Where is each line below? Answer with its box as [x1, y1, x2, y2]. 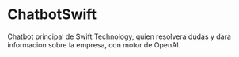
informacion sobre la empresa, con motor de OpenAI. [7, 40, 181, 49]
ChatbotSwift [7, 6, 97, 24]
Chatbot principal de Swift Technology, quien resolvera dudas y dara [7, 32, 231, 41]
